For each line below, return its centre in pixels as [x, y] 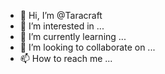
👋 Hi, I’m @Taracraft [61, 15]
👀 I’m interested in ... [62, 26]
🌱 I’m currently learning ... [73, 36]
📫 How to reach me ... [66, 58]
